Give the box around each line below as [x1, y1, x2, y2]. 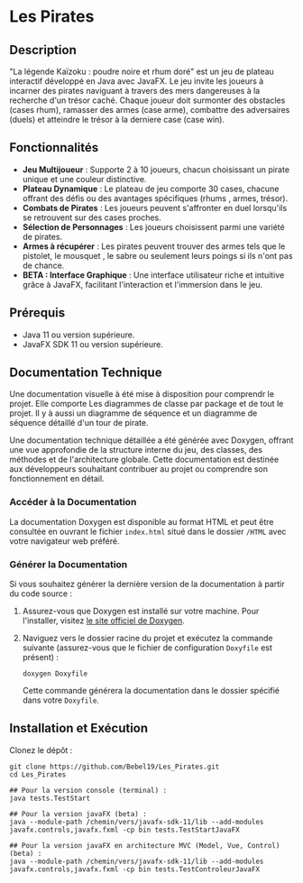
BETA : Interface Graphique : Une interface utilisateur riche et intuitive [22, 269, 285, 281]
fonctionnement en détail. [9, 474, 106, 484]
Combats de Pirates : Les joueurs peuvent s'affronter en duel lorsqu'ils [22, 202, 288, 213]
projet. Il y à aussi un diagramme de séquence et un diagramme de [9, 408, 258, 419]
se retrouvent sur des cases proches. [22, 212, 162, 223]
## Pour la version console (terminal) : [9, 786, 168, 795]
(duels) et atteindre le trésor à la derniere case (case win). [9, 115, 225, 124]
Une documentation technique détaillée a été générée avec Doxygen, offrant [9, 435, 294, 446]
